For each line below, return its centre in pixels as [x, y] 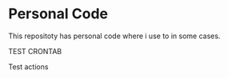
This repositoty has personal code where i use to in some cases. [114, 36]
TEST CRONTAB [35, 51]
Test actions [28, 66]
